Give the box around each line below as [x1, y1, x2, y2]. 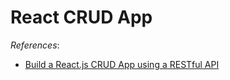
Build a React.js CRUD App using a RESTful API [24, 58, 220, 70]
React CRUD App [10, 6, 153, 29]
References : [10, 39, 60, 51]
